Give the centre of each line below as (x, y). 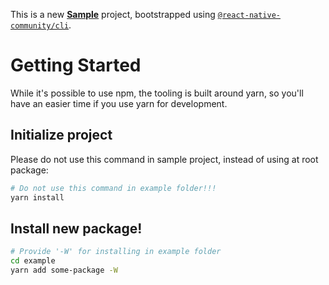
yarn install (37, 197)
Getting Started (76, 65)
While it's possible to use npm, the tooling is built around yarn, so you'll (157, 93)
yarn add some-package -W (64, 270)
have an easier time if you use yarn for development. (119, 103)
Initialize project (61, 135)
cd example (33, 261)
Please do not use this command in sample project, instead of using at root (164, 159)
